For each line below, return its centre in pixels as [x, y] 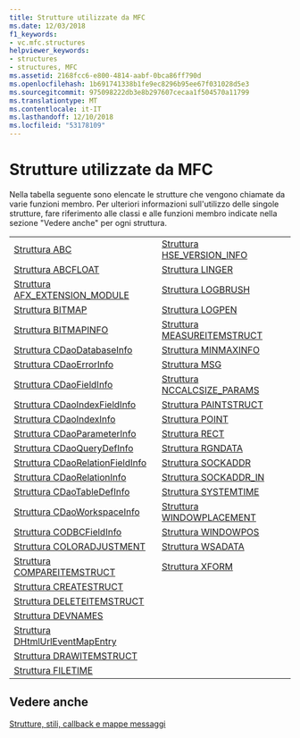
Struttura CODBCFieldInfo [68, 532]
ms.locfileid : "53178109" [57, 126]
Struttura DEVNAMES [58, 616]
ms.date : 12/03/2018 [48, 26]
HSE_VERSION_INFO [205, 255]
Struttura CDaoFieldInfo [63, 384]
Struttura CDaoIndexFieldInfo [75, 405]
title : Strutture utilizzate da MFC [77, 17]
